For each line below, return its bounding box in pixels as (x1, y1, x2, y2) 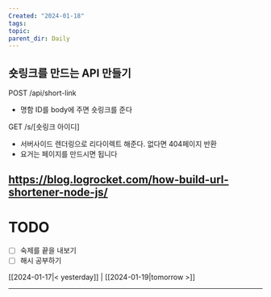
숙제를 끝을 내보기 (19, 245, 77, 255)
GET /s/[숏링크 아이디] (8, 122, 80, 132)
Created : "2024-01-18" (8, 11, 85, 20)
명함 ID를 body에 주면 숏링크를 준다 (19, 105, 133, 115)
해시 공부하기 (19, 256, 62, 266)
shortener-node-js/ (8, 186, 108, 199)
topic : (8, 27, 31, 35)
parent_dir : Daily (8, 34, 70, 43)
